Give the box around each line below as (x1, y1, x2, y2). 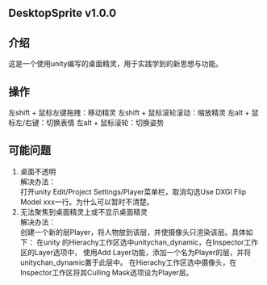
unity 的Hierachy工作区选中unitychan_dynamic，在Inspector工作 (43, 237, 259, 247)
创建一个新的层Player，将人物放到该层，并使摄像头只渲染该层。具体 (19, 227, 246, 237)
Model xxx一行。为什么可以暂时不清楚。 (19, 197, 154, 207)
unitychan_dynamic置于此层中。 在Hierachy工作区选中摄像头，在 (19, 258, 237, 267)
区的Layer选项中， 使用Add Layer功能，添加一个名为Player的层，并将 (19, 247, 252, 257)
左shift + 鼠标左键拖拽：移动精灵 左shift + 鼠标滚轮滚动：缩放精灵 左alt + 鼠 (8, 108, 260, 118)
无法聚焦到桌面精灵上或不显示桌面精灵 (19, 207, 148, 216)
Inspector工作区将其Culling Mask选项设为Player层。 (19, 267, 194, 277)
